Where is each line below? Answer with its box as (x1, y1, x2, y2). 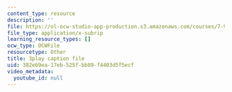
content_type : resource (7, 10, 76, 17)
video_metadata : (7, 68, 54, 75)
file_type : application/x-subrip (7, 29, 104, 37)
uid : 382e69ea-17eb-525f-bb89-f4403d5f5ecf (7, 62, 135, 68)
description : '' (7, 17, 54, 24)
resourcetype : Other (7, 49, 67, 56)
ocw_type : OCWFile (7, 42, 60, 49)
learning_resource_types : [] (7, 36, 91, 43)
